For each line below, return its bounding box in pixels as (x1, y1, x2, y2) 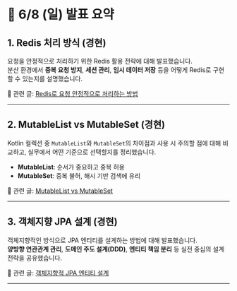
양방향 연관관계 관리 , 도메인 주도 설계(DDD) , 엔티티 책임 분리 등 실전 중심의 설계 (7, 244, 224, 253)
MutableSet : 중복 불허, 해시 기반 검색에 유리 (17, 171, 141, 180)
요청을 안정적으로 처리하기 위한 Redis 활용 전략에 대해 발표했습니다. (7, 57, 193, 65)
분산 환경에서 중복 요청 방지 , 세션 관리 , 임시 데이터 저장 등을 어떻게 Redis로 (7, 66, 212, 74)
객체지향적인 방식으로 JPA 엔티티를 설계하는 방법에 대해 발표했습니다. (7, 236, 197, 244)
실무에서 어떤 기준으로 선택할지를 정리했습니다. (28, 148, 157, 156)
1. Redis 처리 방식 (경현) (7, 37, 107, 49)
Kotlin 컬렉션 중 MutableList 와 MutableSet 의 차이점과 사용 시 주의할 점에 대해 (7, 138, 221, 147)
